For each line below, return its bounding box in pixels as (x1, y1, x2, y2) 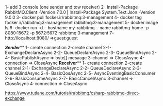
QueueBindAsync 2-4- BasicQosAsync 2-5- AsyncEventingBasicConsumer (5, 71, 156, 76)
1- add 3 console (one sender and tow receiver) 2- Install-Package (5, 4, 138, 10)
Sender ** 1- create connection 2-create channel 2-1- (5, 45, 112, 50)
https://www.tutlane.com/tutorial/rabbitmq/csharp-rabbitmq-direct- (5, 90, 140, 96)
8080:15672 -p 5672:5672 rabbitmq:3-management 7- (5, 30, 114, 35)
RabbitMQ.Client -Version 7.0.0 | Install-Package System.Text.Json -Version (5, 9, 156, 15)
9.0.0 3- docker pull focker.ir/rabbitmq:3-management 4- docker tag (5, 15, 142, 20)
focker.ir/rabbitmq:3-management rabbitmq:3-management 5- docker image (5, 19, 158, 25)
